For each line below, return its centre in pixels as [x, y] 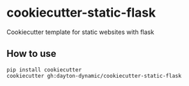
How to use [31, 54]
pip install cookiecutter [44, 70]
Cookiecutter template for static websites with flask [81, 32]
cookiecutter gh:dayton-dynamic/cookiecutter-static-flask [94, 76]
